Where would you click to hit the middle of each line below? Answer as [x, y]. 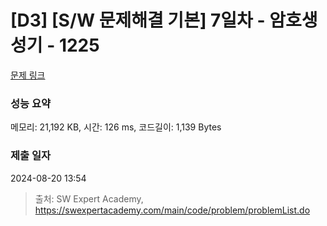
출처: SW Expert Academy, [89, 198]
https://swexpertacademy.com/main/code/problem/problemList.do [172, 210]
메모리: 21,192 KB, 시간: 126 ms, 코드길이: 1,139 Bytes [116, 127]
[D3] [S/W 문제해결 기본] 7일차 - [138, 20]
